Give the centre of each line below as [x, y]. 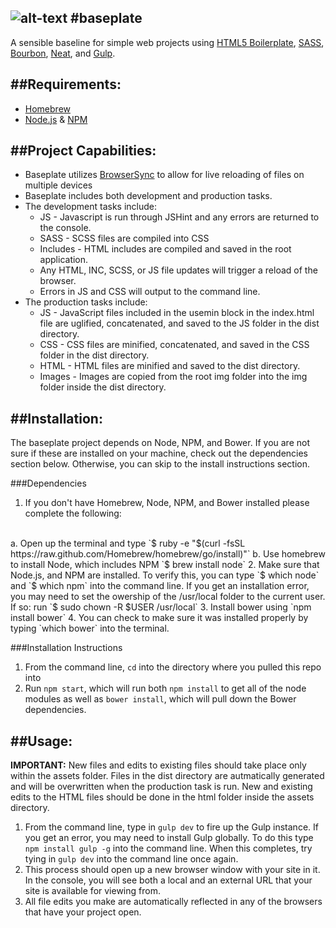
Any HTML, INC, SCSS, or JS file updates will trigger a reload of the [178, 270]
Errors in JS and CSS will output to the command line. [150, 292]
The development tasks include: [91, 207]
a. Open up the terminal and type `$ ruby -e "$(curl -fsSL [128, 543]
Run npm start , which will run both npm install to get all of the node [165, 688]
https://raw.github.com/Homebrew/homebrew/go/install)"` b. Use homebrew [168, 554]
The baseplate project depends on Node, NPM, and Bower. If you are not [160, 443]
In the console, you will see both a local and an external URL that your [168, 880]
